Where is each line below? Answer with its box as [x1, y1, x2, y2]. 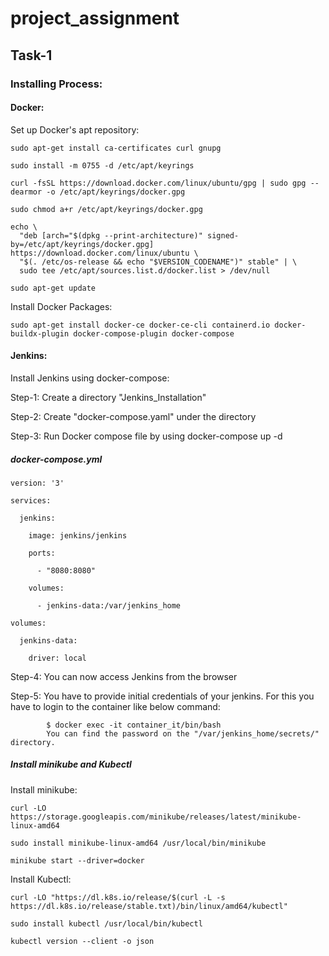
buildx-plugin [10, 328, 70, 339]
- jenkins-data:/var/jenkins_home [36, 600, 182, 611]
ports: [28, 548, 56, 558]
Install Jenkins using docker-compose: [10, 372, 170, 384]
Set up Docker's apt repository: [10, 123, 140, 136]
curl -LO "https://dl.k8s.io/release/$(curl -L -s [10, 892, 226, 902]
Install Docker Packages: [10, 300, 113, 312]
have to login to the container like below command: [10, 700, 221, 712]
